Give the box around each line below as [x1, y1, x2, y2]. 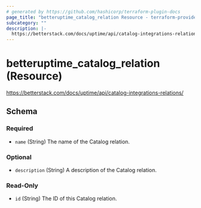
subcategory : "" [6, 20, 47, 26]
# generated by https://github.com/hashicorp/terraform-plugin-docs [6, 8, 181, 15]
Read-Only [6, 181, 39, 189]
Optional [6, 153, 32, 161]
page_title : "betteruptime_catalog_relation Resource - [6, 14, 148, 20]
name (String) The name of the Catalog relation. [14, 138, 130, 145]
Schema [6, 106, 38, 117]
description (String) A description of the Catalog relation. [14, 167, 157, 174]
